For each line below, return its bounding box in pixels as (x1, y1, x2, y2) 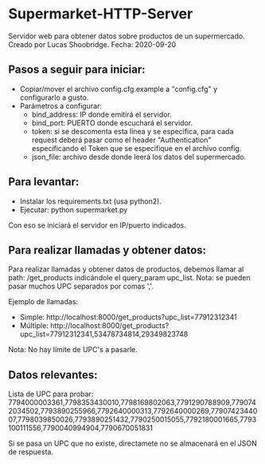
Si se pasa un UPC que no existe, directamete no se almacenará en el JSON (8, 438, 257, 448)
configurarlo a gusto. (19, 93, 89, 102)
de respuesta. (8, 447, 54, 457)
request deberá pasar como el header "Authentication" (31, 135, 212, 145)
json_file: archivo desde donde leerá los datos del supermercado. (31, 152, 247, 161)
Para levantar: (8, 175, 80, 188)
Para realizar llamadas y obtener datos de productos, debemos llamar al (8, 264, 244, 274)
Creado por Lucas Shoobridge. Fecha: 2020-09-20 (8, 39, 177, 49)
